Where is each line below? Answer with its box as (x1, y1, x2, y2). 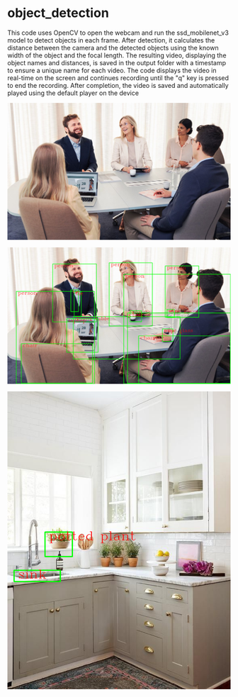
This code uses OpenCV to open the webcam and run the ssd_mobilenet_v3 (7, 28, 229, 37)
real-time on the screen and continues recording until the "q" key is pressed (7, 73, 229, 82)
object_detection (7, 5, 110, 21)
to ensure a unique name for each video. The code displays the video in (7, 66, 217, 74)
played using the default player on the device (7, 89, 140, 97)
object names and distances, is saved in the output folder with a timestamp (7, 58, 227, 67)
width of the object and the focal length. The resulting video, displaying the (7, 51, 227, 60)
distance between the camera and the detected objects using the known (7, 43, 219, 52)
